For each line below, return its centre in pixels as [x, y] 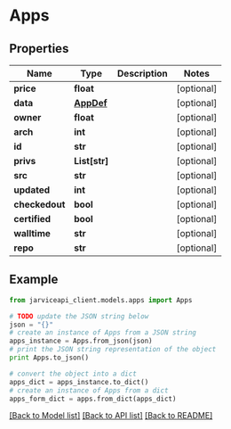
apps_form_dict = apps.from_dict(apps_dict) [93, 399]
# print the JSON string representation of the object [113, 350]
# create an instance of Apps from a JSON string [103, 333]
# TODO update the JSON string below [79, 316]
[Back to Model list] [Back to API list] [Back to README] [111, 416]
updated [32, 190]
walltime [32, 233]
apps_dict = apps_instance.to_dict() [79, 382]
